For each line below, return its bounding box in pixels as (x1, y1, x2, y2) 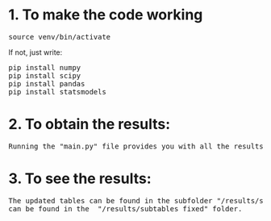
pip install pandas (8, 79, 85, 88)
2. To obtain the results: (8, 115, 171, 134)
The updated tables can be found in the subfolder (8, 196, 213, 205)
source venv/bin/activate (8, 32, 111, 41)
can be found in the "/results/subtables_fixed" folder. (8, 204, 243, 213)
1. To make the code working (8, 6, 203, 24)
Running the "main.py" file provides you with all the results (8, 141, 264, 151)
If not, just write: (8, 47, 63, 57)
